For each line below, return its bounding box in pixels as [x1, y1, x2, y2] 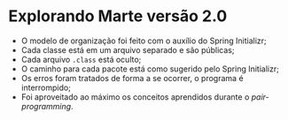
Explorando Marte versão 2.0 [8, 6, 228, 26]
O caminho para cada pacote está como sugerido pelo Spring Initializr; [20, 64, 280, 74]
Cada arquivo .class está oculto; [20, 54, 142, 64]
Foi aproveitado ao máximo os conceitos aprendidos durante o [20, 91, 250, 102]
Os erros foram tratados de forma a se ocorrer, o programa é [20, 72, 245, 83]
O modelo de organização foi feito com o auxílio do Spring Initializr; [20, 35, 267, 46]
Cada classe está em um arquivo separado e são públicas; [20, 44, 235, 55]
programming [20, 101, 72, 111]
